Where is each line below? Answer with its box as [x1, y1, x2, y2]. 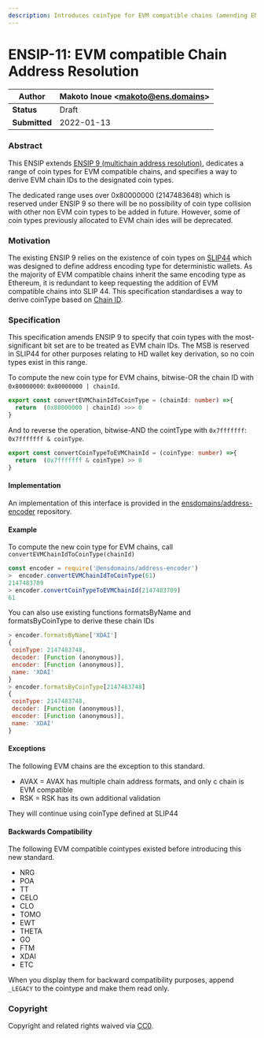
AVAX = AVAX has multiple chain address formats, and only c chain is [19, 776, 245, 786]
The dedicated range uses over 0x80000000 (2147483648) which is [8, 190, 230, 199]
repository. [36, 506, 72, 516]
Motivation [8, 235, 51, 246]
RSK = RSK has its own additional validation [19, 793, 161, 802]
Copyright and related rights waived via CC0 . [8, 1021, 154, 1031]
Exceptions [8, 744, 46, 753]
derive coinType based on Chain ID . [8, 295, 123, 304]
